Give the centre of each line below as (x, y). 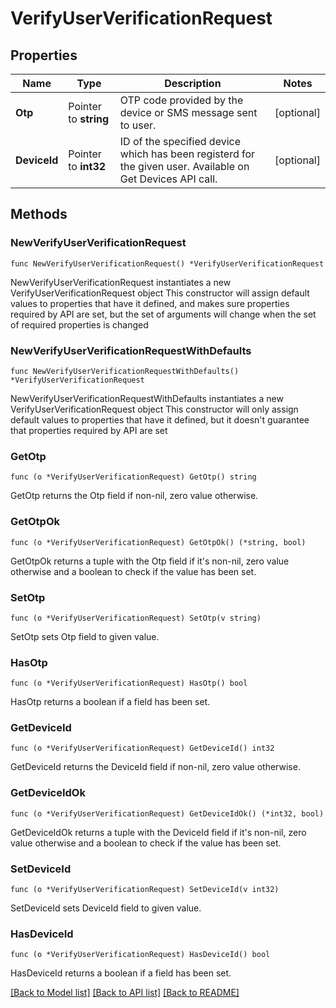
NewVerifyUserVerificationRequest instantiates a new (121, 282)
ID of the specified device (180, 141)
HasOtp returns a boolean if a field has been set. (110, 702)
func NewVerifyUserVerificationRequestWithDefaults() (125, 371)
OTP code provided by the (181, 100)
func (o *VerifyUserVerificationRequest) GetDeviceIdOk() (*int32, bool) (167, 813)
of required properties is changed (79, 324)
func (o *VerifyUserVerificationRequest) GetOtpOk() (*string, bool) (158, 542)
